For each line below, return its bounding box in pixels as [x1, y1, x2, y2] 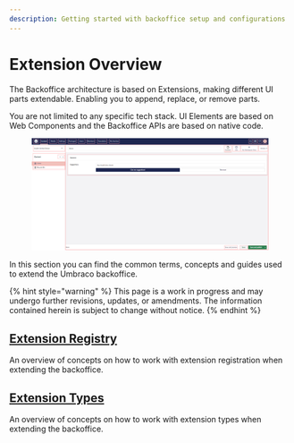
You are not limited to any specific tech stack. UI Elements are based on [9, 110, 274, 121]
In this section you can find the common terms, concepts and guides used [9, 260, 283, 270]
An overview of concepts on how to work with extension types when [9, 414, 262, 424]
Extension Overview [9, 54, 163, 74]
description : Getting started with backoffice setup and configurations [9, 14, 286, 23]
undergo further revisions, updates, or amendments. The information [9, 295, 263, 306]
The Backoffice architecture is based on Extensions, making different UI [9, 83, 274, 94]
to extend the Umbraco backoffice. [9, 268, 139, 279]
